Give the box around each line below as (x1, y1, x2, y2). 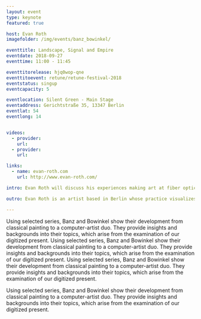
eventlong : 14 (6, 114, 42, 120)
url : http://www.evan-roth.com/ (17, 174, 98, 180)
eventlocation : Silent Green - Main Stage (6, 97, 114, 103)
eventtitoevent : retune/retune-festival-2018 (6, 74, 121, 81)
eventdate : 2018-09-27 (6, 53, 63, 59)
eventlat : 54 (6, 108, 39, 114)
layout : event (6, 8, 42, 15)
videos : (6, 130, 26, 136)
